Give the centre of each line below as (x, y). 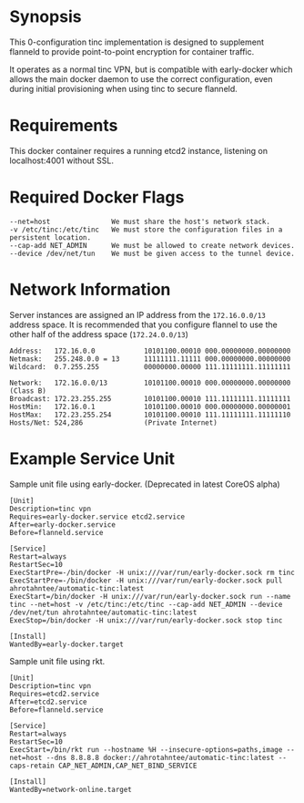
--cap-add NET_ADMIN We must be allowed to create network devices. (152, 245)
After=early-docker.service (63, 525)
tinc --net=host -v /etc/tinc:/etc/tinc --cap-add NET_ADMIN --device (146, 604)
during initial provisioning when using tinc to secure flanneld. (124, 88)
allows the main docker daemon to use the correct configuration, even (141, 78)
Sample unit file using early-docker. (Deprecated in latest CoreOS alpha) (145, 484)
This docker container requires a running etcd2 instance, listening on (139, 150)
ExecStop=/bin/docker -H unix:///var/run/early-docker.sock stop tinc (146, 620)
